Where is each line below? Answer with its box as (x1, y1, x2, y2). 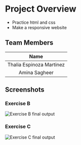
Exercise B (5, 100, 31, 107)
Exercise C (5, 123, 31, 130)
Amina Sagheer (18, 69, 54, 76)
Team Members (5, 39, 53, 47)
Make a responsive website (12, 24, 67, 30)
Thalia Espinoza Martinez (7, 61, 65, 68)
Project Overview (5, 3, 77, 15)
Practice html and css (12, 19, 56, 25)
